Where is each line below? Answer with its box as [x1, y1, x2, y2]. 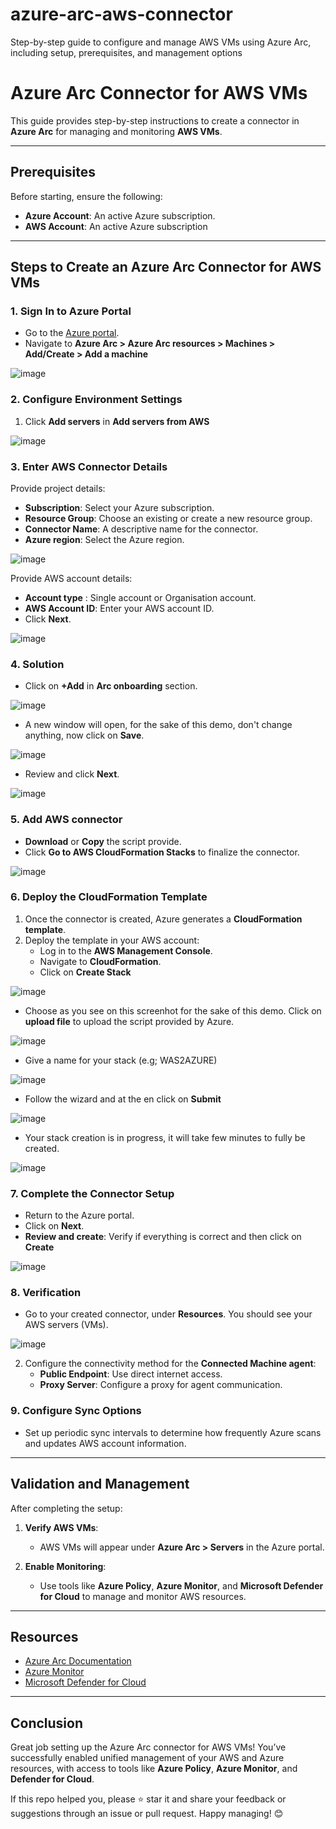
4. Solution [10, 657, 65, 671]
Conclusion [10, 1714, 84, 1732]
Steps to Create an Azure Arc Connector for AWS [10, 259, 322, 276]
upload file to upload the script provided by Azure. [24, 1015, 235, 1027]
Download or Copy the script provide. [24, 835, 182, 847]
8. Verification [10, 1286, 82, 1300]
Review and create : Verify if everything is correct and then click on [24, 1231, 302, 1243]
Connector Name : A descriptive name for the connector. [24, 523, 259, 535]
